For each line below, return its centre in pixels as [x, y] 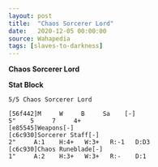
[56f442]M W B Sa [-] [72, 114]
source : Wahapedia [39, 39]
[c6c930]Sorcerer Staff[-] [54, 135]
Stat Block [26, 85]
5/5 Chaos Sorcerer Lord [50, 100]
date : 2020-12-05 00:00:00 [58, 31]
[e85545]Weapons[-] [41, 128]
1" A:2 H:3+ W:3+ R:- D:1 [78, 156]
